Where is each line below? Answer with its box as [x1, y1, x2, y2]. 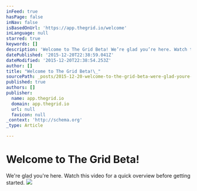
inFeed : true [6, 8, 38, 15]
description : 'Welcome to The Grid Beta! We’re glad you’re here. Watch [6, 47, 188, 53]
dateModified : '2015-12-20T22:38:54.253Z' [6, 57, 111, 63]
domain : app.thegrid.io [11, 100, 69, 107]
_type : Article [6, 123, 43, 129]
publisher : [6, 90, 33, 96]
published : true [6, 79, 46, 85]
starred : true [6, 36, 41, 41]
